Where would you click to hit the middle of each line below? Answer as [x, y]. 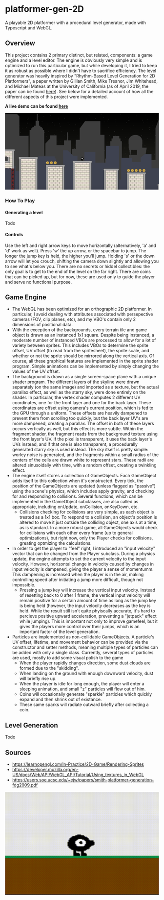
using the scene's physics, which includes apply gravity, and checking [83, 491]
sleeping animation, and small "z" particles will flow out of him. [82, 689]
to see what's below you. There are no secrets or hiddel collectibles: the [78, 266]
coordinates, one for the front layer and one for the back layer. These [82, 403]
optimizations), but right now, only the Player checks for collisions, [86, 538]
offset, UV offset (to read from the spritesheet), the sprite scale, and [81, 351]
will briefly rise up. [38, 679]
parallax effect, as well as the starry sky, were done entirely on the [79, 392]
